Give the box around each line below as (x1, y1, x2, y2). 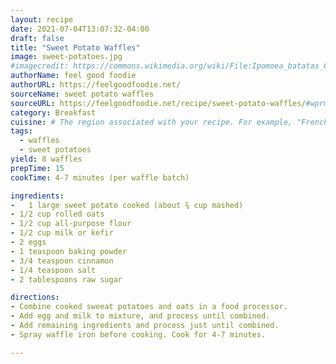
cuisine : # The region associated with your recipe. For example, (10, 117, 293, 127)
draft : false (10, 33, 65, 43)
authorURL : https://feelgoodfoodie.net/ (10, 80, 182, 90)
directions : (10, 292, 60, 303)
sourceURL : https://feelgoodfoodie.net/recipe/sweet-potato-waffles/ (10, 98, 307, 108)
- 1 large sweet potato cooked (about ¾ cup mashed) (10, 200, 244, 210)
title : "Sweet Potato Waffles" (10, 42, 141, 53)
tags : (10, 126, 33, 136)
